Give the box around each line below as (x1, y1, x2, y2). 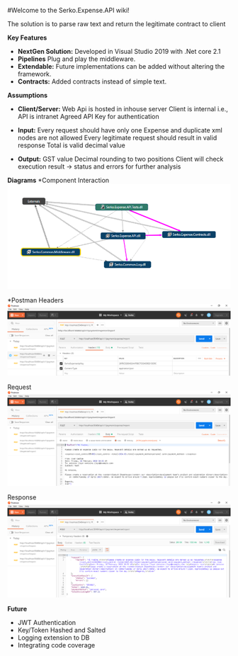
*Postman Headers (7, 296, 64, 305)
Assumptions (7, 91, 48, 99)
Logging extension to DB (17, 633, 90, 642)
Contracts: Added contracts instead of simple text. (17, 77, 167, 86)
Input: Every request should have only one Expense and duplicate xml (17, 126, 223, 134)
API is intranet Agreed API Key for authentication (17, 113, 159, 120)
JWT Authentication (17, 618, 76, 627)
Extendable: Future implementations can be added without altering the (17, 62, 225, 70)
